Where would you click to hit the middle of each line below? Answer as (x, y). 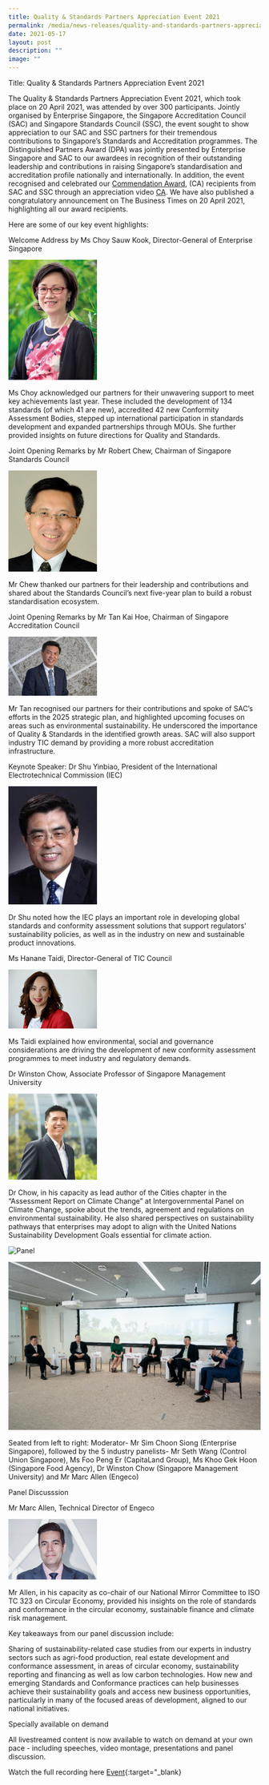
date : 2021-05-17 (37, 34)
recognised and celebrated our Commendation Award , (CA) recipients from (132, 183)
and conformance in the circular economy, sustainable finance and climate (131, 1609)
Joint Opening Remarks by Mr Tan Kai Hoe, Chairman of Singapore (118, 617)
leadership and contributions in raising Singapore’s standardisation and (125, 167)
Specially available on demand (58, 1724)
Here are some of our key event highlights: (78, 225)
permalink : (26, 25)
